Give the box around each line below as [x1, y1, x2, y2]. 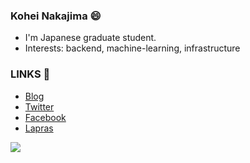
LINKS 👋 [10, 67, 51, 81]
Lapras [24, 122, 54, 134]
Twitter [24, 100, 55, 113]
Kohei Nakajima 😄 [10, 9, 102, 23]
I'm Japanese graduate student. [24, 32, 157, 44]
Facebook [24, 111, 67, 123]
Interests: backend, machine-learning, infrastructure [24, 42, 241, 54]
